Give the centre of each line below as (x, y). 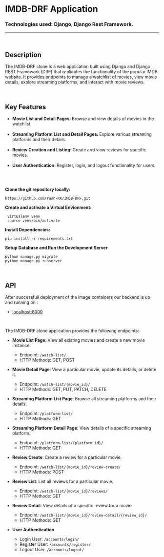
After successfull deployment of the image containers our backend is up (78, 297)
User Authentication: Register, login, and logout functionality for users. (84, 165)
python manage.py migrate (31, 257)
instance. (21, 345)
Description (23, 55)
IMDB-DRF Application (52, 9)
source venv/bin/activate (33, 221)
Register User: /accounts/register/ (55, 544)
